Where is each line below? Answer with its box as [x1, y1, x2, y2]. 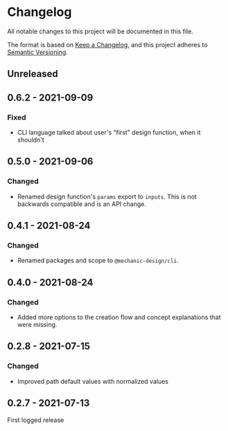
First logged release [7, 416, 64, 424]
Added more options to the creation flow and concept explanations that [17, 313, 221, 321]
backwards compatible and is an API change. [17, 199, 147, 208]
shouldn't [17, 136, 45, 144]
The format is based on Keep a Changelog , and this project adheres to [7, 40, 208, 49]
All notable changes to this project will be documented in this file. [7, 27, 194, 35]
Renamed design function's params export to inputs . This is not [17, 192, 198, 201]
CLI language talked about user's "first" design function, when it [17, 128, 201, 137]
